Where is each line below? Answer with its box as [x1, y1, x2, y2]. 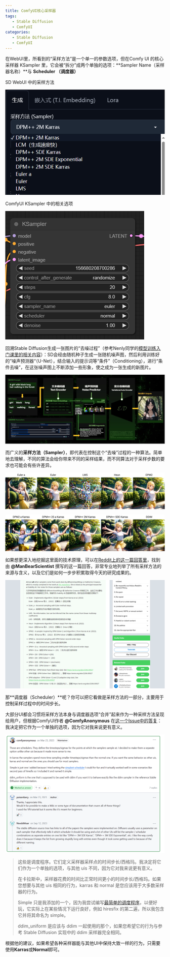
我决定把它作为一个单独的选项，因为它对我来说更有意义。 [5, 724, 125, 730]
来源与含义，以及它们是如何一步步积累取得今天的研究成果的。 [5, 570, 134, 576]
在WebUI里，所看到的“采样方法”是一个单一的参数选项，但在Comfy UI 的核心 [5, 55, 164, 62]
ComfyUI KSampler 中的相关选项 [5, 200, 73, 206]
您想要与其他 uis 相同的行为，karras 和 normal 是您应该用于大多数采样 [17, 882, 164, 888]
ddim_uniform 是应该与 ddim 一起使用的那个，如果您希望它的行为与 [17, 923, 158, 929]
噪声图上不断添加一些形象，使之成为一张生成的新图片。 [38, 364, 154, 370]
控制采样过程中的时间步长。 [5, 700, 63, 706]
